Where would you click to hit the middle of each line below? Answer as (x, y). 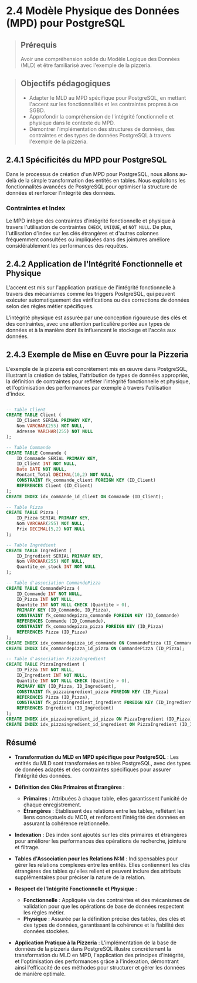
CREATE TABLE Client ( (34, 415)
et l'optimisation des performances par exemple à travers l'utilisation (89, 387)
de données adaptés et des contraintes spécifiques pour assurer (93, 769)
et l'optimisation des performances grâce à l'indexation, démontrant (96, 961)
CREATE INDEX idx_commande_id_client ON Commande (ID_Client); (85, 496)
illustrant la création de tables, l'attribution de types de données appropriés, (98, 375)
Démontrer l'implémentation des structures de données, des (102, 129)
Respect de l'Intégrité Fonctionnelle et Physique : (76, 889)
